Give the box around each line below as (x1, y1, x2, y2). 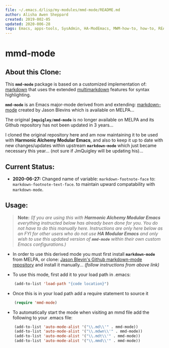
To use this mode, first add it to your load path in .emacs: (12, 271, 131, 277)
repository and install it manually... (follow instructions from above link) (12, 261, 159, 267)
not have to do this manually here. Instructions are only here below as (17, 225, 163, 231)
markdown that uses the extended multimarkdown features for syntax (5, 87, 150, 93)
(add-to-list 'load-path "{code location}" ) (14, 281, 109, 286)
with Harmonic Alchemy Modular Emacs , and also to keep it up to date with (5, 137, 163, 144)
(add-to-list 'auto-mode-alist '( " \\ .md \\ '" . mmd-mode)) (14, 324, 138, 329)
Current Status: (5, 162, 55, 171)
